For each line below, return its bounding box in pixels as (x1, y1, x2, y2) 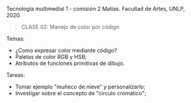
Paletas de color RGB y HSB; (15, 53, 87, 60)
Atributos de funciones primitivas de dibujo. (15, 60, 125, 67)
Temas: (6, 35, 25, 42)
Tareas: (6, 71, 26, 78)
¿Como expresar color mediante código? (15, 47, 117, 54)
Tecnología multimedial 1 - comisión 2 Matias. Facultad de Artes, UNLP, (6, 5, 186, 12)
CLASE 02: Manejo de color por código (21, 24, 120, 30)
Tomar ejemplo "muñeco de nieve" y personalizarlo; (15, 83, 146, 90)
